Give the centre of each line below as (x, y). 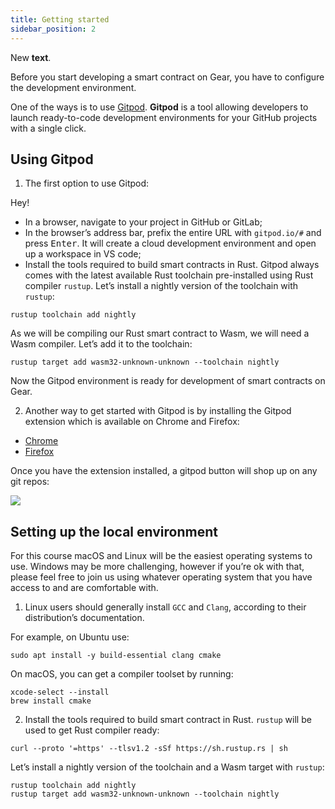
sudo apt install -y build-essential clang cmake (116, 656)
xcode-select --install (60, 692)
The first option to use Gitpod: (87, 183)
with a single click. (48, 128)
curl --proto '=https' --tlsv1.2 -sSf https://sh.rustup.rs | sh (149, 749)
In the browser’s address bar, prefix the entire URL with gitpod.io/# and (173, 233)
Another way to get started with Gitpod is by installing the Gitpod (158, 411)
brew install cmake (51, 701)
